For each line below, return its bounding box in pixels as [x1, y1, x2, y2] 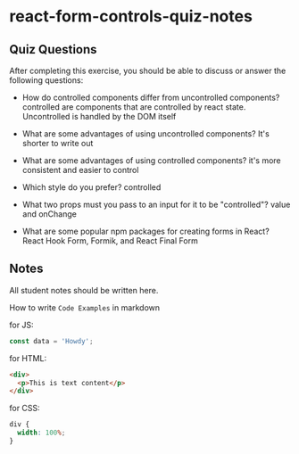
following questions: [9, 75, 84, 86]
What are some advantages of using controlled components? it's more [21, 155, 281, 166]
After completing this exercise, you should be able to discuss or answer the [9, 65, 287, 76]
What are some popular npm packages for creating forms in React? [21, 226, 270, 236]
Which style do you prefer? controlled [21, 182, 162, 193]
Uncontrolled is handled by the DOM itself [21, 111, 177, 121]
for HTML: [9, 352, 47, 363]
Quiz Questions [9, 42, 97, 57]
